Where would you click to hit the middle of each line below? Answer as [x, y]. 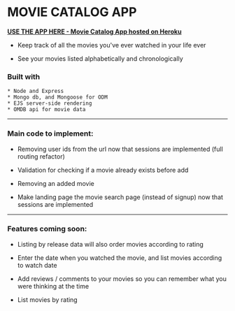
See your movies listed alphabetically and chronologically [100, 58]
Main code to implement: [50, 133]
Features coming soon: [47, 229]
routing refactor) [41, 156]
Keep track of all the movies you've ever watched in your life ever [112, 45]
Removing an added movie [56, 183]
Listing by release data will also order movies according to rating [111, 244]
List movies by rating [48, 299]
